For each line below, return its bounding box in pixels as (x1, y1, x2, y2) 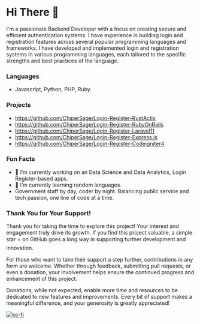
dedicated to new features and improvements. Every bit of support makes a (6, 293, 193, 301)
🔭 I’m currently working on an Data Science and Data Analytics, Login (14, 168, 187, 176)
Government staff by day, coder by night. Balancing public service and (14, 187, 189, 194)
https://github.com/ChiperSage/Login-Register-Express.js (14, 133, 157, 140)
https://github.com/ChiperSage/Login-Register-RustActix (14, 114, 156, 122)
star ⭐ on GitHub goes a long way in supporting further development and (6, 236, 186, 243)
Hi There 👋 (6, 5, 59, 19)
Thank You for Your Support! (6, 209, 92, 217)
